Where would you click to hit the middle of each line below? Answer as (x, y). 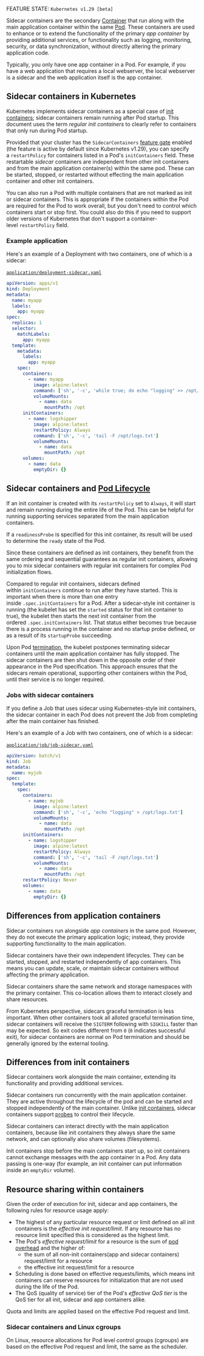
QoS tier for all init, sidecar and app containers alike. (80, 1300)
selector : (24, 329)
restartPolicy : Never (50, 880)
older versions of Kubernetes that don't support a (68, 219)
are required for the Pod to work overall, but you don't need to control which (102, 205)
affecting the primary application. (48, 975)
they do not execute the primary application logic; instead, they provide (96, 937)
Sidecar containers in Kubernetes (71, 97)
